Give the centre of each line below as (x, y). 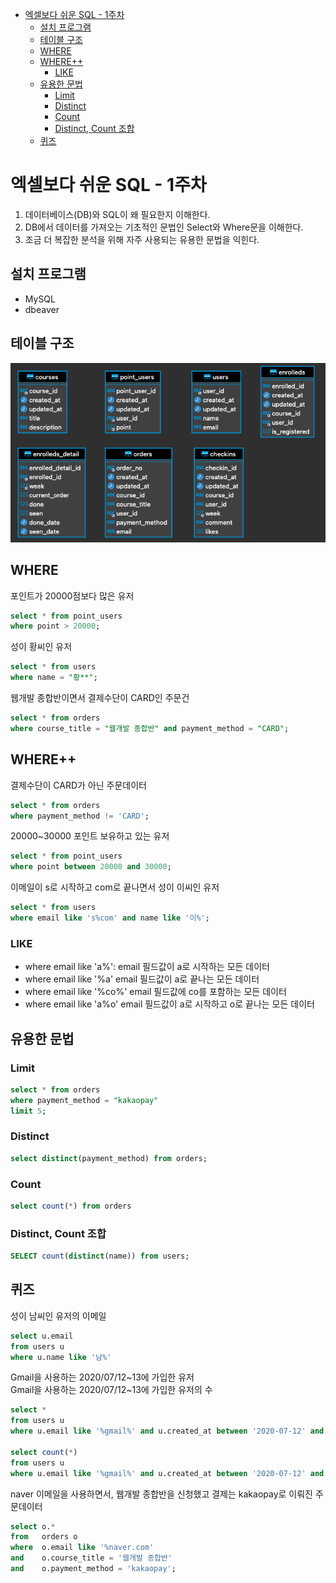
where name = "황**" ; (54, 678)
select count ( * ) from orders (71, 1206)
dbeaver (42, 309)
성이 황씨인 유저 (41, 647)
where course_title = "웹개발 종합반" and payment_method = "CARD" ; (150, 728)
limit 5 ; (28, 1111)
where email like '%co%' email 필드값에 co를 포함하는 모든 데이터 (155, 992)
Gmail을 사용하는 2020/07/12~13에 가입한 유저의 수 (111, 1390)
